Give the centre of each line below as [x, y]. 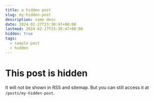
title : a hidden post [28, 10]
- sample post [25, 43]
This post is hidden [46, 73]
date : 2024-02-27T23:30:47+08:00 [41, 24]
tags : [11, 39]
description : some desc [31, 19]
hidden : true [19, 34]
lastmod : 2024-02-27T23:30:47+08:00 [44, 29]
